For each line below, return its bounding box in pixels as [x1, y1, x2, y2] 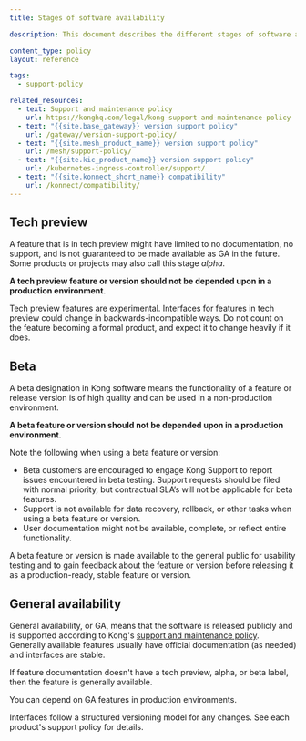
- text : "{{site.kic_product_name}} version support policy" [17, 156, 255, 165]
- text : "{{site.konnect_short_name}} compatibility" [17, 172, 226, 181]
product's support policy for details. [9, 722, 144, 733]
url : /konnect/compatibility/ [25, 180, 141, 190]
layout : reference [9, 55, 79, 64]
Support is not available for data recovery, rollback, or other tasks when [22, 503, 292, 515]
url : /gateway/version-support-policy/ [25, 129, 178, 139]
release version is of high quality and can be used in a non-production [9, 393, 273, 404]
